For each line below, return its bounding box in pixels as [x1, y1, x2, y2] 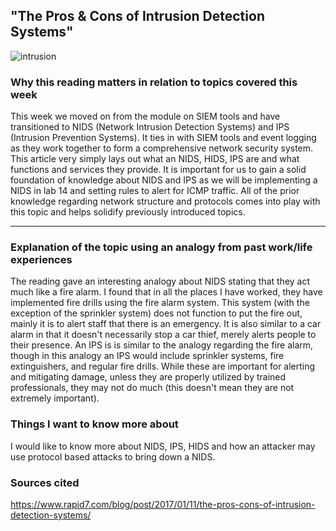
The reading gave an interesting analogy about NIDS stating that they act [10, 275, 311, 288]
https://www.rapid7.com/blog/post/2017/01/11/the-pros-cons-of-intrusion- [10, 499, 316, 510]
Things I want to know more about [10, 417, 179, 431]
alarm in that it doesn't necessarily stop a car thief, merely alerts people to [10, 329, 317, 341]
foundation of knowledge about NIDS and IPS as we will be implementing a [10, 174, 318, 186]
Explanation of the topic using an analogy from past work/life [10, 240, 313, 254]
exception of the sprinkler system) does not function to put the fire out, [10, 307, 303, 319]
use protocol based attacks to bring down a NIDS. [10, 450, 216, 463]
